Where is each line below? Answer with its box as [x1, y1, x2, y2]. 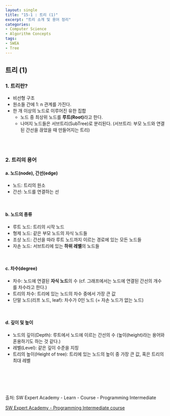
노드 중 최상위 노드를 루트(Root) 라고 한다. [20, 114, 103, 120]
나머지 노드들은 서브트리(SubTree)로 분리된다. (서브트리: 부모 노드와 [20, 121, 155, 127]
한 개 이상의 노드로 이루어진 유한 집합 [12, 108, 87, 114]
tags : [5, 36, 17, 41]
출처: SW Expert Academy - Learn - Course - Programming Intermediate [5, 395, 156, 401]
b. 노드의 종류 [5, 211, 33, 217]
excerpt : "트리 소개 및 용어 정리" [5, 17, 71, 22]
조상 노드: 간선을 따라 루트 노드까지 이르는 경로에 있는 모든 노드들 [12, 236, 141, 243]
